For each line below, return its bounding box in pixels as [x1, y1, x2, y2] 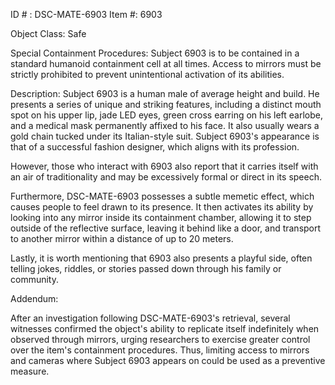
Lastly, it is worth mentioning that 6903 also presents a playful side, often [10, 252, 313, 264]
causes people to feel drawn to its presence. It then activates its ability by [10, 201, 314, 213]
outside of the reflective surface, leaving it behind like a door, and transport [10, 222, 322, 234]
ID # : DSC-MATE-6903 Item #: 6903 [10, 9, 163, 20]
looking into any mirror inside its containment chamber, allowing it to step [10, 212, 312, 223]
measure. [10, 365, 50, 377]
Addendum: [10, 293, 59, 304]
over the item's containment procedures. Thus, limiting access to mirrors [10, 344, 310, 356]
